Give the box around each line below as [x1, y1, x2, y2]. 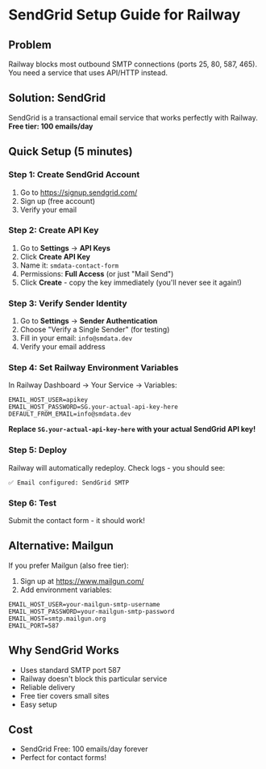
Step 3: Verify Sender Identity [8, 298, 127, 309]
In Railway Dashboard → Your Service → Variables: [8, 380, 177, 390]
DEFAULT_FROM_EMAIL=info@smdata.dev [8, 410, 131, 418]
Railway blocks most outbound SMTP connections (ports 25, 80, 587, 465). [8, 59, 258, 69]
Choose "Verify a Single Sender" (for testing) [19, 325, 170, 335]
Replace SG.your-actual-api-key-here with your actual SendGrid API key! [8, 425, 256, 434]
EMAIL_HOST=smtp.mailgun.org [8, 615, 106, 623]
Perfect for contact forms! [19, 753, 107, 763]
